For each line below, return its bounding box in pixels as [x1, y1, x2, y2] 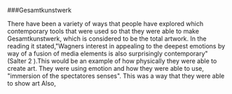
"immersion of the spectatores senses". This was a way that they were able [7, 72, 225, 80]
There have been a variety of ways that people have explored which [7, 20, 204, 27]
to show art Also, [7, 79, 56, 87]
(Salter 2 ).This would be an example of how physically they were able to [7, 57, 217, 65]
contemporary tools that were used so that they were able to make [7, 27, 200, 35]
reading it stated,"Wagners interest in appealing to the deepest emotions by [7, 42, 226, 50]
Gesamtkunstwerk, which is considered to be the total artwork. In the [7, 34, 207, 43]
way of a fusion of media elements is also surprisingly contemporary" [7, 49, 208, 58]
